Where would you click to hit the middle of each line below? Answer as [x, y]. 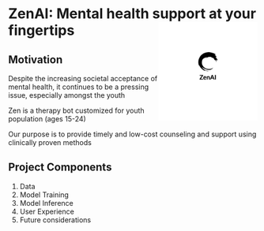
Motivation [36, 60]
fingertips [41, 30]
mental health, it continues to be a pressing [79, 87]
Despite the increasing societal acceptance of [83, 78]
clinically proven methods [50, 142]
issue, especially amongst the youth [67, 95]
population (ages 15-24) [47, 119]
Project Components [60, 168]
